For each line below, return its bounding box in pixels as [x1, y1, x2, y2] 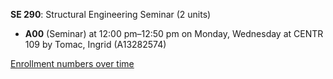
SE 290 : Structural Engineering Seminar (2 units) [10, 9, 212, 20]
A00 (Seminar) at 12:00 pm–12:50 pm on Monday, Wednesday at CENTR [24, 28, 324, 39]
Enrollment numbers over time [10, 58, 135, 69]
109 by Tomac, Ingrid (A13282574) [24, 39, 167, 50]
